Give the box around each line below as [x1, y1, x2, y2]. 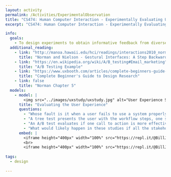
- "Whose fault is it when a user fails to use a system [23, 112, 147, 117]
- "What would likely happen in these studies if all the [23, 125, 149, 131]
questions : [18, 107, 42, 112]
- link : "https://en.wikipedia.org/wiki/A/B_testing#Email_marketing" [14, 59, 167, 64]
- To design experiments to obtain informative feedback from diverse [14, 40, 167, 46]
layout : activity [5, 7, 42, 13]
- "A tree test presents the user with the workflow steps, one [23, 116, 163, 121]
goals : [10, 36, 24, 41]
